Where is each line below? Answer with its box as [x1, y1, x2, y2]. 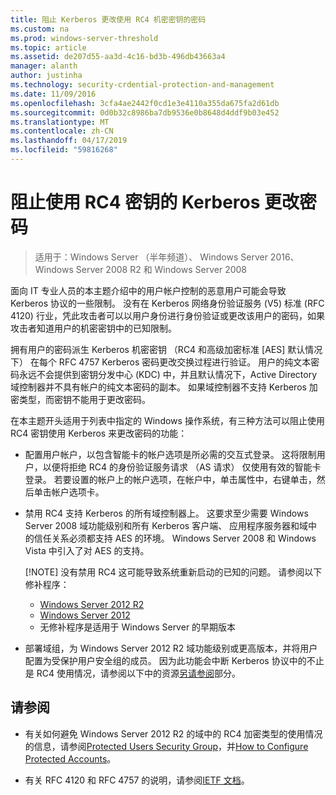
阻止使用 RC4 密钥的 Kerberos [10, 191, 261, 214]
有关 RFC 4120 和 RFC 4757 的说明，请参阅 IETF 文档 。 [24, 774, 250, 786]
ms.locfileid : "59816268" [10, 145, 118, 155]
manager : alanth [10, 61, 78, 71]
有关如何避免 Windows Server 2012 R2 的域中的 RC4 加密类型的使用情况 [24, 727, 323, 740]
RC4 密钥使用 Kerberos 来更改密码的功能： [10, 427, 188, 439]
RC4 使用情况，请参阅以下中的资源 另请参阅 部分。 [36, 667, 241, 679]
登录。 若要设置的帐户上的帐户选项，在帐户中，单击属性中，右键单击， [24, 473, 317, 485]
